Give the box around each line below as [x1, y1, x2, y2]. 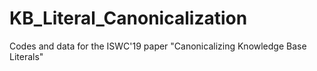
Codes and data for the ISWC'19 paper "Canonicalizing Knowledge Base [9, 40, 307, 52]
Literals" [9, 50, 44, 62]
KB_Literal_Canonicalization [9, 7, 248, 30]
